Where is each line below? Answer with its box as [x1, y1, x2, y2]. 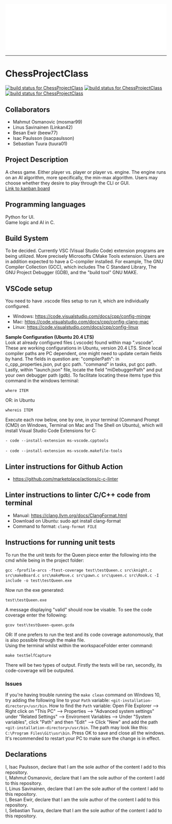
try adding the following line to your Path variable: [5, 697, 110, 703]
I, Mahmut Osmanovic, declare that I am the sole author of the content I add [5, 774, 165, 780]
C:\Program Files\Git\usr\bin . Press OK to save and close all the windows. [5, 730, 165, 736]
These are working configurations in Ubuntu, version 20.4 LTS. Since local [5, 345, 162, 351]
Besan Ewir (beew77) [12, 130, 58, 136]
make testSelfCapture [5, 653, 52, 658]
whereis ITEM [5, 408, 33, 413]
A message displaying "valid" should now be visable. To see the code [5, 606, 152, 612]
